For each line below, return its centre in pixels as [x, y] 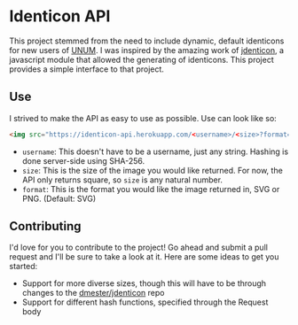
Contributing [45, 226]
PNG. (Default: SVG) [59, 198]
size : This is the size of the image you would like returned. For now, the [153, 170]
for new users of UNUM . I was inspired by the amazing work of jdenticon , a [147, 50]
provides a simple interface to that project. [86, 69]
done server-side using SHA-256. [83, 160]
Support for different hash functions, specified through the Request [145, 302]
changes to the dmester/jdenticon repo [93, 293]
